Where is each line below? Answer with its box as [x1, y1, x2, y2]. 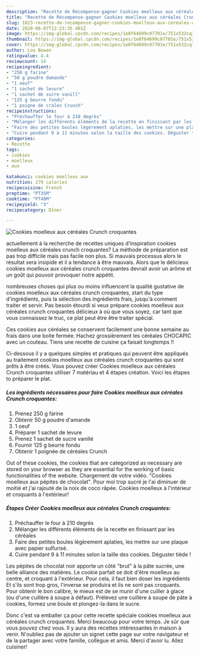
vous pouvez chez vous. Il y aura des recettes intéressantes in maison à [6, 624, 182, 632]
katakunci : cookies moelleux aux [6, 174, 89, 180]
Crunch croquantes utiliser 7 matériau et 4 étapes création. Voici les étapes [6, 369, 190, 376]
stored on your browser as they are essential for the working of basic [6, 466, 175, 473]
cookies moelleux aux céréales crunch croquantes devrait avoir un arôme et [6, 265, 191, 272]
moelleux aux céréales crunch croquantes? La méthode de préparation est [6, 246, 188, 253]
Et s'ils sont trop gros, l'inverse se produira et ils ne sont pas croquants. [6, 581, 181, 589]
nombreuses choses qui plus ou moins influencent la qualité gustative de [6, 283, 184, 290]
